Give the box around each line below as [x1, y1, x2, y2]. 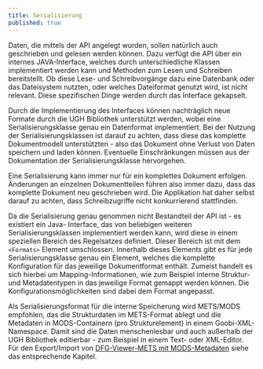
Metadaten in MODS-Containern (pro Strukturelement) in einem [8, 318, 214, 327]
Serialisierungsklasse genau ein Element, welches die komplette [8, 253, 216, 262]
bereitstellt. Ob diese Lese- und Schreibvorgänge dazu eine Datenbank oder [8, 74, 255, 83]
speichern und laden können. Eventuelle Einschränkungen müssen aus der [8, 147, 250, 157]
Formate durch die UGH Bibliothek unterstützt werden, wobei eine [8, 114, 221, 123]
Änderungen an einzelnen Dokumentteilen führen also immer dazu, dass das [8, 179, 256, 188]
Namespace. [8, 327, 49, 336]
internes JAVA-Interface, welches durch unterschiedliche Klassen [8, 57, 221, 67]
